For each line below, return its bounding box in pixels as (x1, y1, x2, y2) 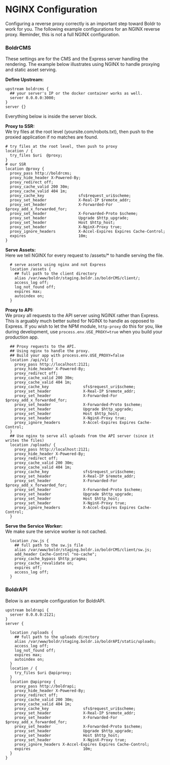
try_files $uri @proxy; (10, 153, 63, 158)
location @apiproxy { (10, 679, 56, 684)
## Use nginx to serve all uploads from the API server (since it (10, 434, 154, 439)
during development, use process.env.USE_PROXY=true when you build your (5, 329, 163, 335)
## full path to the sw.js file (14, 543, 83, 548)
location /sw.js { (10, 538, 50, 544)
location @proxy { (5, 166, 44, 172)
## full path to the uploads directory (14, 634, 100, 640)
